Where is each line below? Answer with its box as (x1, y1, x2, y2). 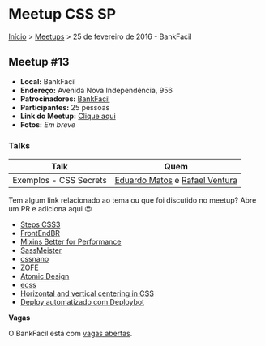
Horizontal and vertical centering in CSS (19, 288, 155, 298)
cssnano (19, 254, 49, 264)
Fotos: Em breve (19, 119, 75, 130)
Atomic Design (19, 271, 70, 281)
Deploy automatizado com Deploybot (19, 297, 144, 307)
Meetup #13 (8, 55, 70, 69)
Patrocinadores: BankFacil (19, 94, 110, 104)
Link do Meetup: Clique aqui (19, 111, 116, 121)
